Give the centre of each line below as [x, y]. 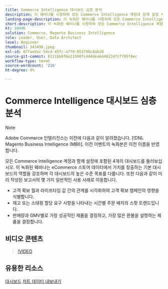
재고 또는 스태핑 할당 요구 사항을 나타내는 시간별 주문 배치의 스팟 [75, 202]
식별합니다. [23, 196]
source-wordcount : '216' [31, 65]
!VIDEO [25, 251]
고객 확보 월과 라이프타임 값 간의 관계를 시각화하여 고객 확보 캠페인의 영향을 [86, 190]
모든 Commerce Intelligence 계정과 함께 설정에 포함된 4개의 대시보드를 [75, 161]
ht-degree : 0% [20, 70]
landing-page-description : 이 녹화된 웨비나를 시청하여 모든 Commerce [73, 19]
